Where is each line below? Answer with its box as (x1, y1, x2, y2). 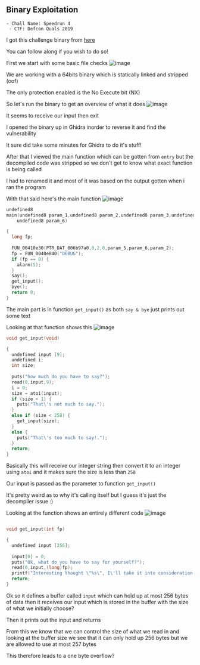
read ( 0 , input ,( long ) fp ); (11, 565, 73, 571)
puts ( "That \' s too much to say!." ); (17, 435, 108, 441)
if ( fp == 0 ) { (11, 256, 49, 262)
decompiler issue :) (6, 498, 54, 505)
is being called (6, 165, 42, 172)
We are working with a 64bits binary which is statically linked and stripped (6, 71, 189, 78)
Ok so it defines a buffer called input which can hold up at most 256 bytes (6, 592, 189, 599)
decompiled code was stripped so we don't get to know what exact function (6, 159, 193, 166)
